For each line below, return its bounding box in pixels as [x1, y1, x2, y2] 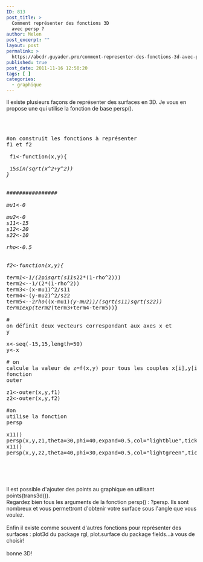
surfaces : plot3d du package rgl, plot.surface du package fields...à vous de [6, 531, 195, 538]
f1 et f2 [6, 141, 32, 148]
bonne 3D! [6, 550, 33, 557]
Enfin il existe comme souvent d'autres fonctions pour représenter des [6, 524, 182, 531]
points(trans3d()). [6, 492, 50, 499]
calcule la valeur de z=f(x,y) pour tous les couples [6, 365, 169, 372]
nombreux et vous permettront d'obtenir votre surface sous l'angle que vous [6, 505, 197, 512]
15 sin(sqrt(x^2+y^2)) [9, 166, 74, 172]
